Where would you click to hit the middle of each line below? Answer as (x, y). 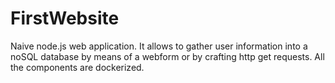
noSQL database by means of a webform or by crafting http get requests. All (167, 56)
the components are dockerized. (77, 67)
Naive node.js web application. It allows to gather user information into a (159, 46)
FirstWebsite (65, 18)
